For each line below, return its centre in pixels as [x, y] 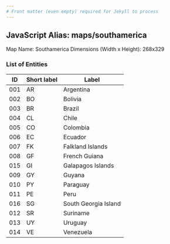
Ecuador [75, 137]
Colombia [76, 128]
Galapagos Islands [89, 166]
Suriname [76, 213]
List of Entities [27, 64]
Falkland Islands [85, 146]
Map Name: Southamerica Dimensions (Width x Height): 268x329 [85, 49]
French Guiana [83, 156]
